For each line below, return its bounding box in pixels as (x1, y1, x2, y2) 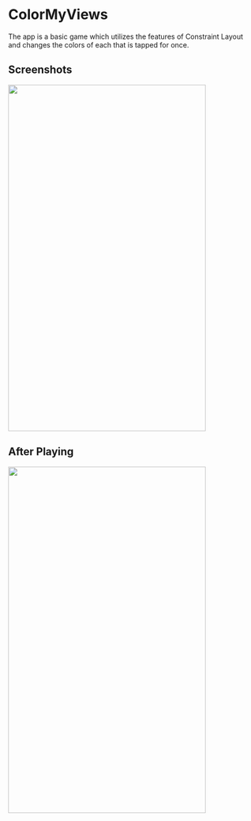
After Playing (8, 445, 74, 458)
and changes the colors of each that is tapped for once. (8, 40, 189, 49)
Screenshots (8, 63, 73, 77)
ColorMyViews (8, 6, 108, 24)
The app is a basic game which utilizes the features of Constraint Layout (8, 32, 243, 41)
